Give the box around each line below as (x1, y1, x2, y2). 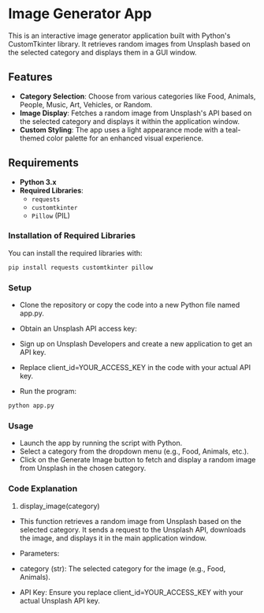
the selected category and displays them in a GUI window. (8, 47, 197, 57)
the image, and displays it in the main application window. (19, 533, 207, 543)
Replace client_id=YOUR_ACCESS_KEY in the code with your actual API (19, 363, 251, 372)
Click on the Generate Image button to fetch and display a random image (19, 455, 256, 465)
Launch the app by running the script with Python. (19, 439, 183, 448)
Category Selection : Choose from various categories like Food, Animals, (19, 92, 256, 101)
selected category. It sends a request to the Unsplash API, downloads (19, 525, 247, 534)
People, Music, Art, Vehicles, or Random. (19, 99, 153, 109)
